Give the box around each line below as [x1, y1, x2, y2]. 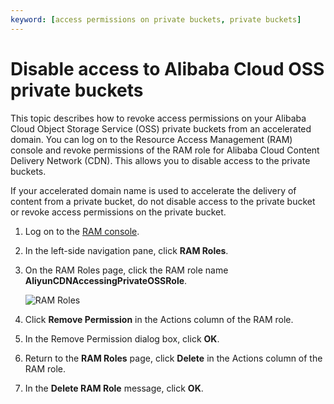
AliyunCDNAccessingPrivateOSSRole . [24, 274, 188, 286]
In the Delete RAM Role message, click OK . [24, 382, 204, 394]
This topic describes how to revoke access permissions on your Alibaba [10, 112, 307, 124]
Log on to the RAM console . [24, 225, 140, 237]
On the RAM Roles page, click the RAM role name [24, 264, 229, 276]
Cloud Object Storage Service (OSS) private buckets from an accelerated [10, 122, 312, 135]
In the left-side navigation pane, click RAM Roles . [24, 244, 229, 256]
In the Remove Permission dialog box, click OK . [24, 332, 220, 345]
